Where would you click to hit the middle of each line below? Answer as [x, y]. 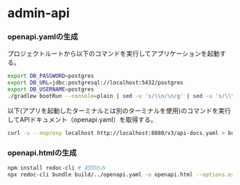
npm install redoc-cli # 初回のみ [56, 168]
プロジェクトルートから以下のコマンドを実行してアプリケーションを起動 [114, 54]
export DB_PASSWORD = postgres [51, 76]
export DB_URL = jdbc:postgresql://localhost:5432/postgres [95, 83]
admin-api [39, 13]
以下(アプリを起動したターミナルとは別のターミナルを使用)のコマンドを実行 [119, 110]
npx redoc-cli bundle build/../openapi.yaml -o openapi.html [100, 175]
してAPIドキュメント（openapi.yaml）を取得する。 [82, 119]
